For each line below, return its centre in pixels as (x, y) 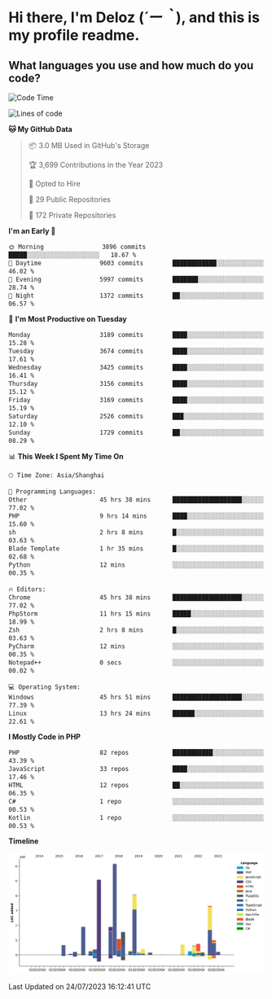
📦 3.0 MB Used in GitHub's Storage (89, 145)
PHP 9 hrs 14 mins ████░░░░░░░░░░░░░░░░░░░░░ (136, 516)
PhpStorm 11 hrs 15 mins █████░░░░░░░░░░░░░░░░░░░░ (136, 614)
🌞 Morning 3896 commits (77, 247)
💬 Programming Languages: (52, 492)
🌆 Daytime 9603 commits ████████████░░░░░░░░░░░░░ (136, 263)
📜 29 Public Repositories (70, 199)
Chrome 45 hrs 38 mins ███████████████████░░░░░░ (136, 598)
